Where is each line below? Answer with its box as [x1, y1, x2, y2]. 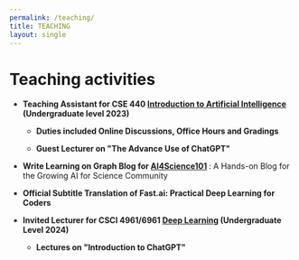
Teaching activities [9, 69, 156, 89]
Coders [22, 198, 51, 209]
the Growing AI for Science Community [22, 171, 169, 181]
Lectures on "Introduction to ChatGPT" [35, 242, 187, 253]
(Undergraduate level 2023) [22, 108, 130, 119]
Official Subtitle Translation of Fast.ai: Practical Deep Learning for [22, 188, 276, 199]
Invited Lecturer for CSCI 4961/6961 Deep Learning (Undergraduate [22, 215, 282, 226]
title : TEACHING [9, 22, 70, 31]
